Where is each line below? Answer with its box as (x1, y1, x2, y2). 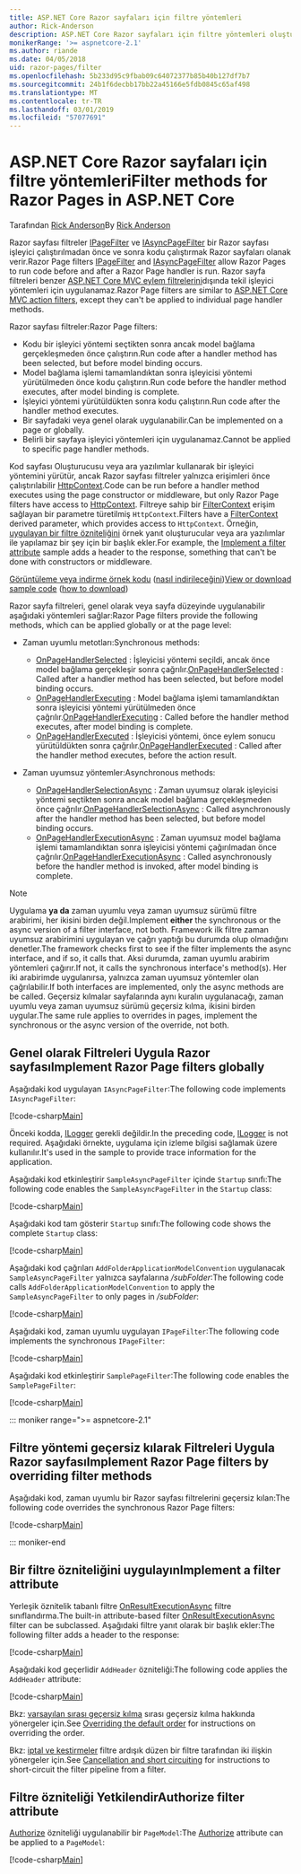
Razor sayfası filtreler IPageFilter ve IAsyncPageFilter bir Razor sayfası (9, 237, 269, 248)
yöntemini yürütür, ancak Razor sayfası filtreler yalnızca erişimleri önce (9, 470, 271, 481)
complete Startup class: (9, 1227, 99, 1239)
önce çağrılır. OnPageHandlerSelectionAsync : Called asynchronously (35, 804, 291, 815)
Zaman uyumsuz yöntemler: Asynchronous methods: (21, 767, 216, 778)
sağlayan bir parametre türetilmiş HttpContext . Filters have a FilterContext (9, 509, 279, 520)
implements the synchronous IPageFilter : (9, 1335, 166, 1346)
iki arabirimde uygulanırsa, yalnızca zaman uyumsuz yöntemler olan (9, 972, 260, 983)
